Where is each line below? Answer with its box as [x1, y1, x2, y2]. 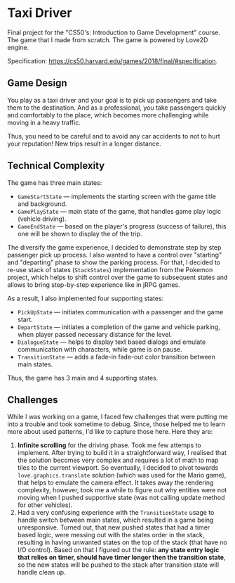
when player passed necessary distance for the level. [17, 330, 173, 338]
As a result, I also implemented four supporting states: [7, 294, 164, 302]
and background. [17, 199, 67, 208]
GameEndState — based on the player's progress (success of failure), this [17, 222, 227, 230]
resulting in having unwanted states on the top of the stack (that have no [17, 538, 228, 546]
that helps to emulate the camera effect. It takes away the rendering [17, 478, 214, 487]
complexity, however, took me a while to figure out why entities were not [17, 486, 227, 494]
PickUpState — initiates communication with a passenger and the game [17, 307, 224, 316]
